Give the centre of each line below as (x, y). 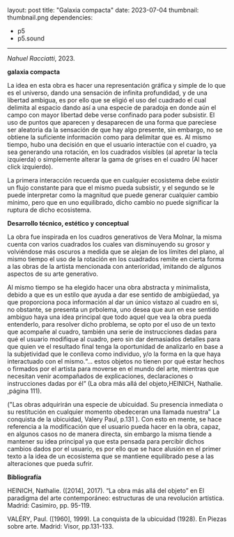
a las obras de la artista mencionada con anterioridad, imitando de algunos (114, 266)
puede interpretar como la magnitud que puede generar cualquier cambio (113, 195)
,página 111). (24, 391)
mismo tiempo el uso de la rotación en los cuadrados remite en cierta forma (116, 259)
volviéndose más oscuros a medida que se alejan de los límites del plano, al (116, 251)
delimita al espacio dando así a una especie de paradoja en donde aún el (112, 108)
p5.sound (31, 38)
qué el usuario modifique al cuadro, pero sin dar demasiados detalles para (114, 339)
